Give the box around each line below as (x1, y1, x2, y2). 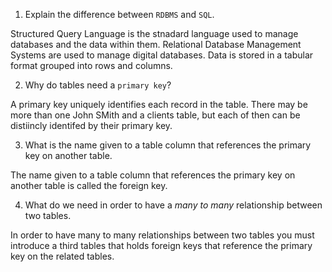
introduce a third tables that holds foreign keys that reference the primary (10, 240, 313, 251)
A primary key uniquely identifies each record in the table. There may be (10, 99, 308, 110)
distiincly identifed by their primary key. (10, 120, 173, 131)
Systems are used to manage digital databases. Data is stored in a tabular (10, 49, 314, 61)
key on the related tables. (10, 250, 115, 262)
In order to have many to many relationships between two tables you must (10, 229, 315, 241)
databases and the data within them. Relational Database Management (10, 39, 302, 50)
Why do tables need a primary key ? (24, 79, 172, 91)
